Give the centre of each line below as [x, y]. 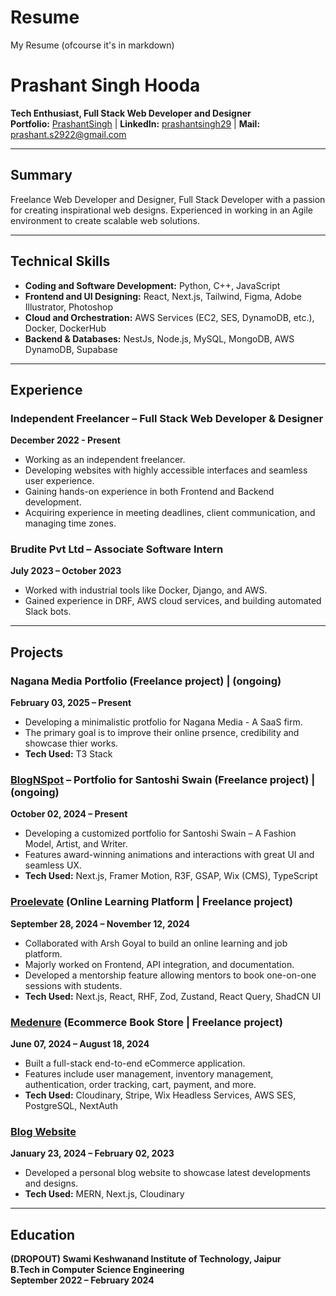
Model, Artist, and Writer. [76, 844]
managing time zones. [70, 523]
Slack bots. [48, 612]
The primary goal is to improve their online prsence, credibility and [162, 733]
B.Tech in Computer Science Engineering [97, 1270]
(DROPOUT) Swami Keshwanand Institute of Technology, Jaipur [146, 1259]
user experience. [59, 481]
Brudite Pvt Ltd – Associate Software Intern [117, 549]
